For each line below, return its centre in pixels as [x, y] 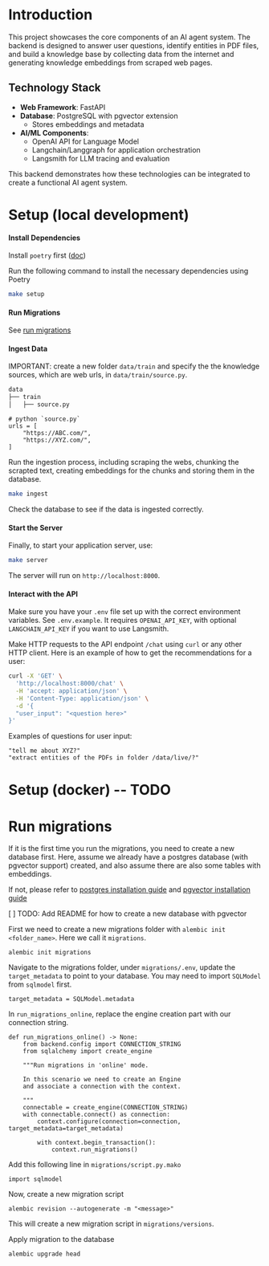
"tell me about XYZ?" [45, 751]
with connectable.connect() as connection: [97, 1115]
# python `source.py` [45, 419]
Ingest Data [28, 348]
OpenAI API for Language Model [85, 141]
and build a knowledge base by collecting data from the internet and [121, 54]
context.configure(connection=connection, [109, 1121]
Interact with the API [43, 594]
